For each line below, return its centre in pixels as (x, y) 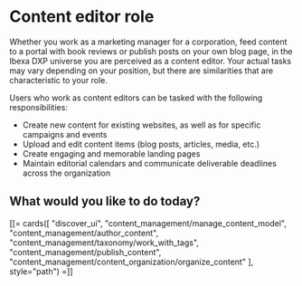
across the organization (66, 173)
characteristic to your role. (59, 80)
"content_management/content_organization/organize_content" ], (132, 262)
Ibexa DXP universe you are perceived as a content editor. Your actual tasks (151, 61)
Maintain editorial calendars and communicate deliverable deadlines (150, 163)
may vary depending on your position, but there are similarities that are (142, 71)
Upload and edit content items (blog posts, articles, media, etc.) (141, 144)
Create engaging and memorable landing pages (111, 153)
